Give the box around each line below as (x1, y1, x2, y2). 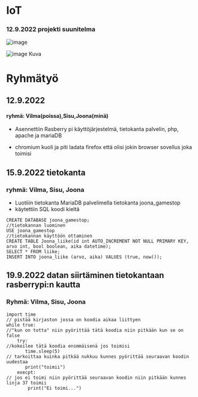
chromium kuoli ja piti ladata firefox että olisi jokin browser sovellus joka (14, 144, 193, 151)
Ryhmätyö (6, 72, 59, 85)
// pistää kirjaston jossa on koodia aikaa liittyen (6, 316, 141, 322)
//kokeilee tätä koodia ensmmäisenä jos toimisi (6, 343, 130, 349)
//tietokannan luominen (6, 222, 66, 229)
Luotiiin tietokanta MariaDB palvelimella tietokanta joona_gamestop (14, 199, 181, 206)
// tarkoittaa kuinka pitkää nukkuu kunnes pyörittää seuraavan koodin (6, 353, 189, 360)
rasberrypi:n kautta (6, 280, 81, 290)
